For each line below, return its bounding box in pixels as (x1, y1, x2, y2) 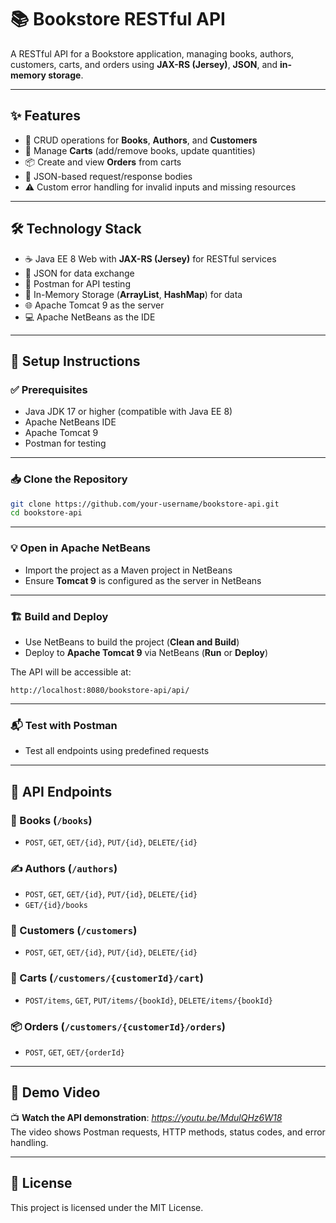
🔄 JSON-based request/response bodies (24, 170, 193, 182)
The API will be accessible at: (10, 666, 132, 678)
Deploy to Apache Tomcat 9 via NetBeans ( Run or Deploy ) (24, 646, 268, 658)
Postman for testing (24, 437, 107, 450)
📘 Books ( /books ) (10, 813, 93, 827)
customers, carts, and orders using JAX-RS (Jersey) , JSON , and (10, 58, 278, 70)
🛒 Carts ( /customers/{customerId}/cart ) (10, 971, 204, 985)
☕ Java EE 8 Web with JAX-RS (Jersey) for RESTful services (24, 252, 277, 265)
